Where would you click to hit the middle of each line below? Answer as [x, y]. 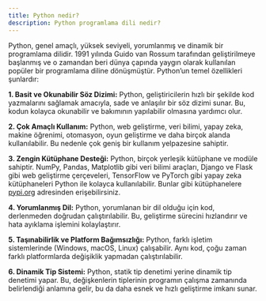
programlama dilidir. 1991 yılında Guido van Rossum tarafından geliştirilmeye [132, 54]
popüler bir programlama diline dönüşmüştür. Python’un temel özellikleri [125, 70]
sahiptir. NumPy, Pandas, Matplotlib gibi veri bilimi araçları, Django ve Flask [131, 167]
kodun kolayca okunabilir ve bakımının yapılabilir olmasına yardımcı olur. [125, 111]
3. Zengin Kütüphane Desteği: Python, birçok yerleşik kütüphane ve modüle [133, 158]
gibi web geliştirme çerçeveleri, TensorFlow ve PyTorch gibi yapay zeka [125, 175]
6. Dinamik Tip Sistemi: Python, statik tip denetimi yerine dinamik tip [120, 271]
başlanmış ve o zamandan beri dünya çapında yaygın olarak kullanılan [122, 62]
